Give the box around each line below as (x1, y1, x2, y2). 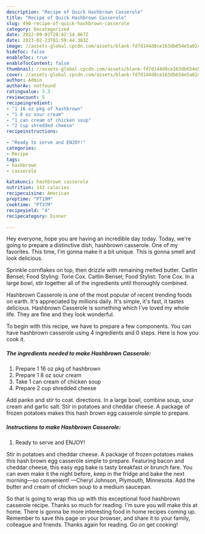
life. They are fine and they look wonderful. (6, 311, 115, 318)
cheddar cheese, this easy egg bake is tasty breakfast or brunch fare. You (6, 464, 193, 471)
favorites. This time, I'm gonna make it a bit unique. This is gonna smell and (6, 248, 196, 256)
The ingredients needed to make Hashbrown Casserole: (6, 349, 151, 357)
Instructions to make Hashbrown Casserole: (6, 423, 121, 431)
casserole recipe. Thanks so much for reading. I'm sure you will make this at (6, 502, 198, 509)
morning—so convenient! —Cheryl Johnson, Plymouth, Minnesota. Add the (6, 477, 195, 484)
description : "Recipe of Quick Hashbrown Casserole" (6, 9, 143, 15)
